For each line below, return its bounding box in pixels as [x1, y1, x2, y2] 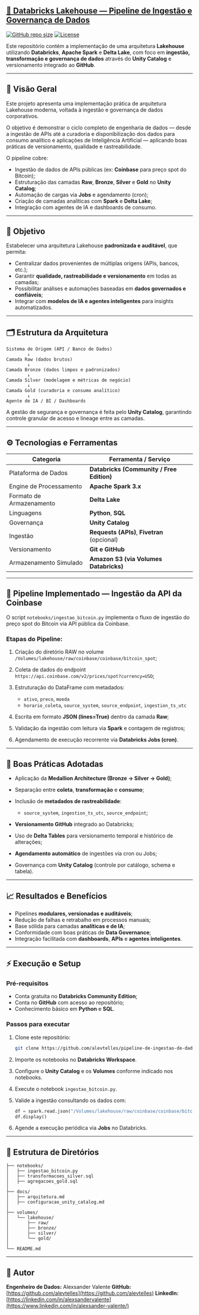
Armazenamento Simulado [9, 559, 83, 567]
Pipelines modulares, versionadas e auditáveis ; [14, 910, 133, 917]
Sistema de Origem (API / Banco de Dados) [6, 346, 113, 352]
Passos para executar [6, 1020, 70, 1029]
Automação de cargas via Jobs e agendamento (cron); [14, 191, 149, 198]
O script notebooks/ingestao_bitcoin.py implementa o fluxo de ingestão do [6, 613, 190, 620]
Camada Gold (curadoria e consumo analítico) [6, 388, 120, 394]
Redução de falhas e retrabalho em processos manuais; [14, 916, 151, 923]
